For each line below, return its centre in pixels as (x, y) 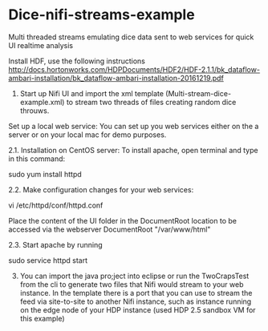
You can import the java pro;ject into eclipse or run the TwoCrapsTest (134, 276)
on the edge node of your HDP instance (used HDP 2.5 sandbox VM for (138, 309)
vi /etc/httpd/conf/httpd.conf (56, 205)
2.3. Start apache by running (55, 244)
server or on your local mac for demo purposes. (87, 135)
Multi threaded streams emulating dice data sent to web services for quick (131, 37)
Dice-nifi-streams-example (102, 15)
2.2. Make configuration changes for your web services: (101, 189)
